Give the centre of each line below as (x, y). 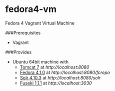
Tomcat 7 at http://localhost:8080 (54, 67)
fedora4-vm (31, 9)
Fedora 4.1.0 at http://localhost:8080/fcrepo (65, 72)
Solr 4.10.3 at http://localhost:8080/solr (60, 77)
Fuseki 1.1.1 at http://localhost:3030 (56, 83)
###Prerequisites (23, 32)
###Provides (18, 52)
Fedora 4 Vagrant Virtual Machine (40, 23)
